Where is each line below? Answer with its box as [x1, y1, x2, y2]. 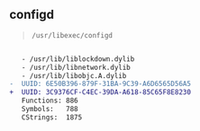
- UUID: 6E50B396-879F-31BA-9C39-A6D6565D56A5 [9, 80, 192, 89]
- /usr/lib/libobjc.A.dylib [21, 71, 127, 80]
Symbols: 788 [21, 105, 78, 114]
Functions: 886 [21, 96, 78, 106]
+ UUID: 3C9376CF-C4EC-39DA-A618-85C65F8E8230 [9, 88, 192, 97]
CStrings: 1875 [21, 112, 83, 122]
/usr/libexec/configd [31, 31, 113, 39]
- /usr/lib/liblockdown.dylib [21, 54, 135, 64]
